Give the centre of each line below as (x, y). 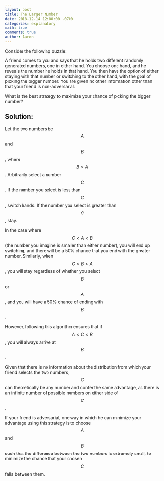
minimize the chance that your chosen (44, 458)
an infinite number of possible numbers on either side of (62, 393)
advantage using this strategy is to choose (48, 423)
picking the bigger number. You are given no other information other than (79, 81)
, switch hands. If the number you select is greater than (61, 205)
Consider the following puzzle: (36, 51)
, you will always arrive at (31, 342)
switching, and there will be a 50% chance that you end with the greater (78, 250)
